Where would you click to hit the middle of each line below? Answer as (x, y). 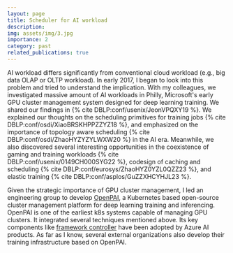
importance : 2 (28, 40)
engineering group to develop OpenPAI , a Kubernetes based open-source (113, 197)
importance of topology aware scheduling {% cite (78, 132)
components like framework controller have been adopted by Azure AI (108, 227)
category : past (29, 46)
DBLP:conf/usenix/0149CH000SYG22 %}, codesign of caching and (104, 161)
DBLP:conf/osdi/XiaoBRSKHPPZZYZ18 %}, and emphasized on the (103, 124)
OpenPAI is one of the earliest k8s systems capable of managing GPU (107, 212)
